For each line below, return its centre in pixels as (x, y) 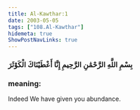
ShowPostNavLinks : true (43, 40)
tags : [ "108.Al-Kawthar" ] (46, 27)
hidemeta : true (30, 33)
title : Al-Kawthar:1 (38, 14)
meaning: (25, 83)
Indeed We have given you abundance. (65, 99)
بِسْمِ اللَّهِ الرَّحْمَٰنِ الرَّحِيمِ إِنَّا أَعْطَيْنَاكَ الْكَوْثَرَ (70, 65)
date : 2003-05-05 (33, 20)
